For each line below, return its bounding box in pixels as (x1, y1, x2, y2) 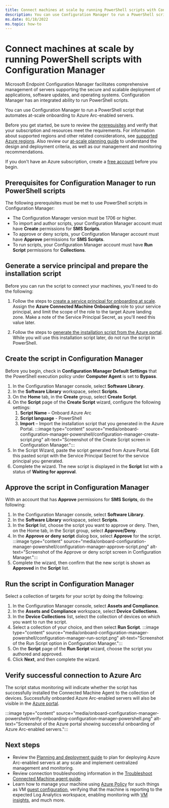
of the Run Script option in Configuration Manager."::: (12, 640, 123, 646)
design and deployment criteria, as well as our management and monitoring (5, 144, 162, 150)
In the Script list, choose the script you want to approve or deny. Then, (12, 522, 159, 528)
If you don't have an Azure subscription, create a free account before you (5, 159, 157, 165)
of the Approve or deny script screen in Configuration (50, 549, 161, 555)
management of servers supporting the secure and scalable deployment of (5, 87, 161, 93)
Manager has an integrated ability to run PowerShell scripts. (5, 97, 129, 103)
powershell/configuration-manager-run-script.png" (12, 635, 119, 641)
